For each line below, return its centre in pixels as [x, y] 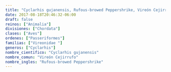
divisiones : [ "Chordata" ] [33, 29]
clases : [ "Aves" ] [24, 33]
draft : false [19, 19]
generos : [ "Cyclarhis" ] [31, 48]
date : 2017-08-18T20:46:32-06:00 [41, 15]
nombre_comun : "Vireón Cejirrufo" [42, 57]
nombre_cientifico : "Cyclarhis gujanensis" [52, 52]
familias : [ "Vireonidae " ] [34, 43]
